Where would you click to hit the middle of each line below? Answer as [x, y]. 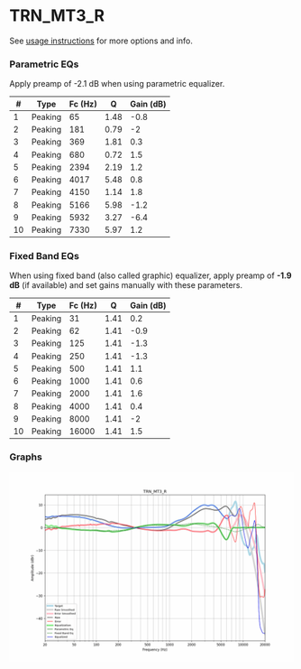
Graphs [26, 457]
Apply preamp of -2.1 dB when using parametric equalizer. [117, 84]
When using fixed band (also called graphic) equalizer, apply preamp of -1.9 [150, 275]
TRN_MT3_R [57, 16]
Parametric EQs [44, 64]
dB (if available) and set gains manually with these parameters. [126, 285]
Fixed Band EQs [44, 256]
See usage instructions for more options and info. [101, 41]
